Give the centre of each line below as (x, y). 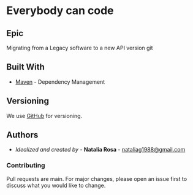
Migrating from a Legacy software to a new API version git (80, 48)
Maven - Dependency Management (60, 82)
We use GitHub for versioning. (44, 116)
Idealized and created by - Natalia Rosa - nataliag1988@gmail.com (100, 150)
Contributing (26, 166)
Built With (25, 67)
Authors (22, 135)
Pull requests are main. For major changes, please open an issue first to (97, 178)
